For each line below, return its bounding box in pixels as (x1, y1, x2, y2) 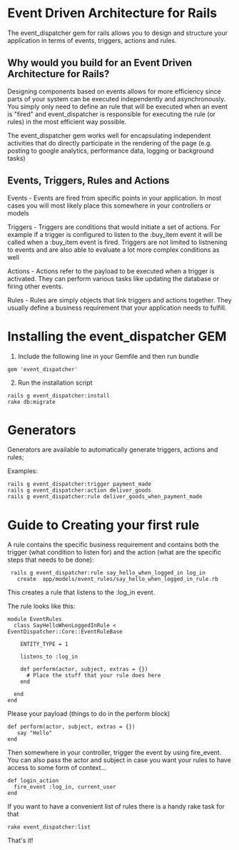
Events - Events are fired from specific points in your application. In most (7, 193, 222, 202)
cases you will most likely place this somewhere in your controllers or (7, 201, 212, 210)
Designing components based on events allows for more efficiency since (7, 87, 221, 96)
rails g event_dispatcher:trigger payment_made (7, 480, 152, 488)
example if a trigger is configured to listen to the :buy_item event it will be (7, 230, 223, 238)
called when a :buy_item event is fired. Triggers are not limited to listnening (7, 238, 228, 246)
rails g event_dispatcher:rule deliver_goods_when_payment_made (7, 493, 203, 500)
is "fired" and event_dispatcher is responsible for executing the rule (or (7, 109, 216, 118)
